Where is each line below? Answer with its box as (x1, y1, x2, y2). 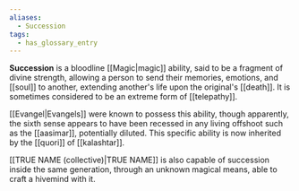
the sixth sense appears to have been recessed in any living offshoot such (9, 118, 284, 129)
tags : (9, 30, 30, 39)
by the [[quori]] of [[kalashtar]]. (9, 137, 125, 148)
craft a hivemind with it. (9, 174, 96, 185)
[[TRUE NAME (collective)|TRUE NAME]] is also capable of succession (9, 154, 270, 166)
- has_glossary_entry (17, 38, 98, 48)
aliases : (9, 13, 42, 22)
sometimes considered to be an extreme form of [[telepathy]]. (9, 91, 238, 102)
